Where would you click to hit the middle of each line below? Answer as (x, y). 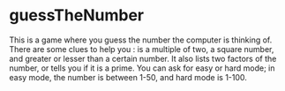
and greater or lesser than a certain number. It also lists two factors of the (143, 58)
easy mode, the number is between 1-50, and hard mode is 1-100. (128, 77)
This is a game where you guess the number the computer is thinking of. (141, 40)
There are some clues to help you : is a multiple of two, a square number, (142, 49)
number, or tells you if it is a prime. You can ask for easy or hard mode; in (142, 68)
